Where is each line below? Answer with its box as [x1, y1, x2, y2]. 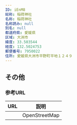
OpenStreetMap [22, 112, 60, 119]
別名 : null [5, 26, 26, 31]
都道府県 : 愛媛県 [5, 30, 36, 35]
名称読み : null [5, 21, 34, 26]
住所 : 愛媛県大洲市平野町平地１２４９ [5, 53, 73, 59]
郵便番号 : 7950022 [5, 49, 41, 54]
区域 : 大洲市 [5, 35, 28, 40]
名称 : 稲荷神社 [5, 16, 32, 21]
